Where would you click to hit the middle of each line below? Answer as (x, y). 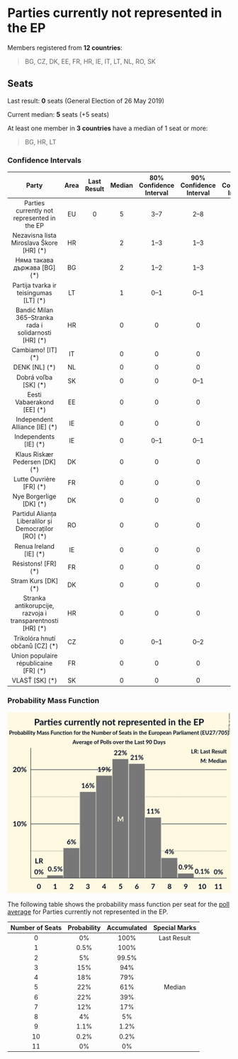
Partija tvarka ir (34, 285)
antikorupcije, (34, 606)
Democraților (34, 529)
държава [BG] (34, 268)
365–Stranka (34, 317)
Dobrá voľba (35, 377)
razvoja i (35, 613)
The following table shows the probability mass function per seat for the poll (119, 905)
